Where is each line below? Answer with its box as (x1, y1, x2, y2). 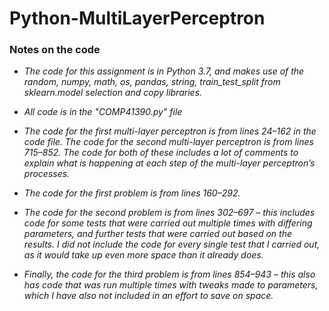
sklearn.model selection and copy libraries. (23, 87, 203, 99)
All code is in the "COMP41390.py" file (23, 106, 183, 118)
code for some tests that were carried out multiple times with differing (23, 217, 313, 229)
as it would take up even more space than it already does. (23, 249, 264, 261)
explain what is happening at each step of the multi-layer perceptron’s (23, 157, 316, 169)
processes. (23, 168, 71, 180)
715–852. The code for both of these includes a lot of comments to (23, 147, 299, 159)
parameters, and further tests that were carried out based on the (23, 228, 292, 240)
